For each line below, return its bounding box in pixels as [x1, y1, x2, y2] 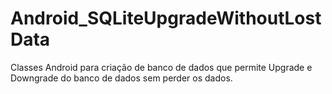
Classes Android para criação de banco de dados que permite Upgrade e [10, 61, 313, 73]
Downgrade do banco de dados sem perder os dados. [10, 72, 233, 84]
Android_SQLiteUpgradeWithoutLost [10, 7, 322, 30]
